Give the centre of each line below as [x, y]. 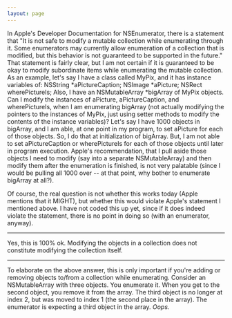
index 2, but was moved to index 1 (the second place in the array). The [107, 299]
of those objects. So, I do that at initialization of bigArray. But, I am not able [114, 136]
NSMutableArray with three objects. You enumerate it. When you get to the [114, 285]
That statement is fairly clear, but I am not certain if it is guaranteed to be [111, 62]
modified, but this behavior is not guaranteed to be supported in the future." [115, 55]
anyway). [20, 223]
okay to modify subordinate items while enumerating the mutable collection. [115, 70]
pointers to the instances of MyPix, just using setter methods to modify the [113, 114]
